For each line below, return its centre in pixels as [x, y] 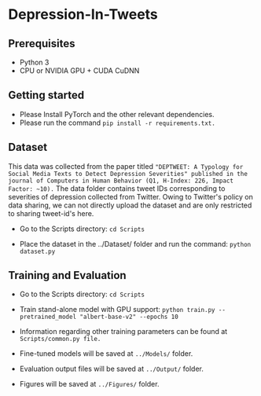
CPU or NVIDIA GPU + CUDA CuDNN [79, 71]
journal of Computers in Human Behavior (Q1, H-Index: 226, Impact [121, 181]
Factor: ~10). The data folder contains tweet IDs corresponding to [117, 188]
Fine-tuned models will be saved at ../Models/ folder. [106, 354]
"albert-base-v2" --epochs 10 [129, 317]
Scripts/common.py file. [60, 339]
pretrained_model [48, 317]
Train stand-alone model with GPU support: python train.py [117, 310]
